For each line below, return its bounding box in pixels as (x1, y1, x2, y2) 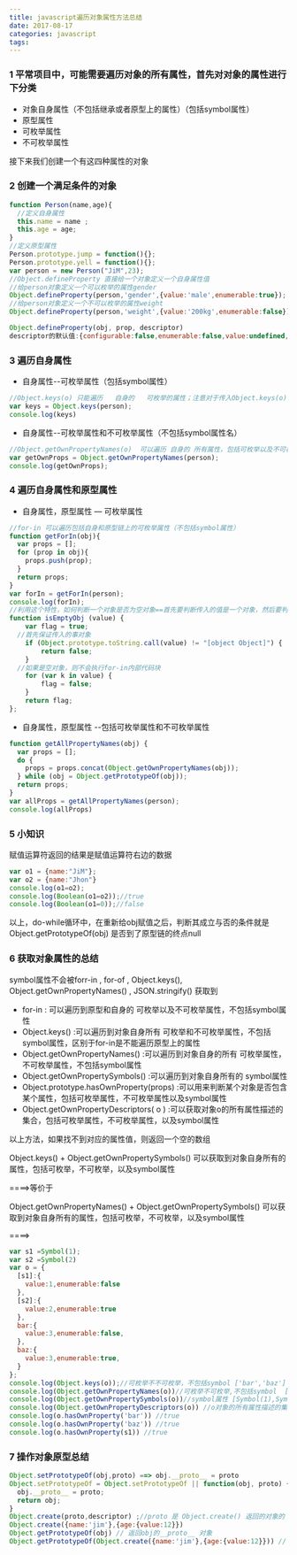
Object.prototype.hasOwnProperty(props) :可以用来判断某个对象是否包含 (21, 1082, 288, 1092)
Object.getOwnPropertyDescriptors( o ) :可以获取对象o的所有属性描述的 (21, 1104, 284, 1114)
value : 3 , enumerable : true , (25, 1354, 121, 1363)
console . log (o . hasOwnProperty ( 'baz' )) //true (9, 1420, 179, 1429)
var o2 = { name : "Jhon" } (9, 875, 97, 884)
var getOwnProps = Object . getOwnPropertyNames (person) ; (9, 453, 219, 462)
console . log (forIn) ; (9, 597, 86, 606)
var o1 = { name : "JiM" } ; (9, 866, 97, 876)
